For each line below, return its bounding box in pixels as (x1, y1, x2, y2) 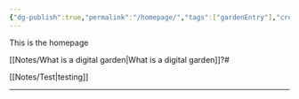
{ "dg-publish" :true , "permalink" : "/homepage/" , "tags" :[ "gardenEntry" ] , (9, 12, 277, 22)
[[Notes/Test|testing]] (9, 72, 89, 82)
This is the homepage (9, 37, 89, 48)
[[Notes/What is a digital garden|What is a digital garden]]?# (9, 54, 230, 65)
